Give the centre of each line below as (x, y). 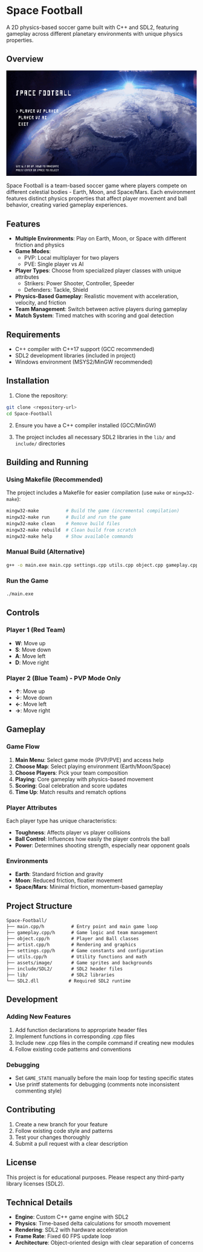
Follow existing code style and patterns (64, 1131)
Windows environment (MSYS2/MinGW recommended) (84, 362)
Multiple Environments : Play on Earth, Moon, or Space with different (101, 239)
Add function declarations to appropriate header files (81, 1030)
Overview (25, 59)
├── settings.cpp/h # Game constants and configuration (85, 950)
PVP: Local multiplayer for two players (72, 258)
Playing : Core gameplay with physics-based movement (84, 779)
